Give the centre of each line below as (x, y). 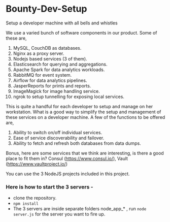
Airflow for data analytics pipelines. (50, 80)
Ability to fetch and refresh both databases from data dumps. (77, 143)
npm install (26, 204)
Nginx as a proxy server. (39, 53)
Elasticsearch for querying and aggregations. (60, 64)
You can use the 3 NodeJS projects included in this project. (68, 174)
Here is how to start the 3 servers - (49, 187)
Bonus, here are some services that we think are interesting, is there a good (85, 153)
